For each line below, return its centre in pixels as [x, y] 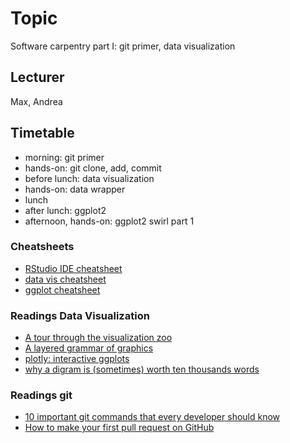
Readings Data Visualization [80, 315]
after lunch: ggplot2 [65, 210]
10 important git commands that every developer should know [152, 417]
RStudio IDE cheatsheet [73, 268]
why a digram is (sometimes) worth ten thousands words [142, 369]
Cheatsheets [42, 247]
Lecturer [37, 77]
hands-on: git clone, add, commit [93, 168]
